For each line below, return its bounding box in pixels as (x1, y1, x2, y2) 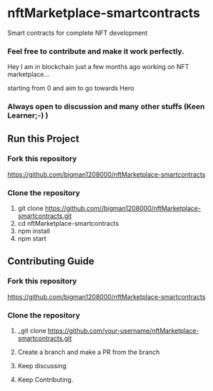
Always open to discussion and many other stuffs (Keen (7, 102, 205, 112)
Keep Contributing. (17, 375, 73, 384)
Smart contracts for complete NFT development (7, 28, 148, 37)
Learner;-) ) (7, 110, 48, 120)
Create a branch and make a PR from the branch (17, 348, 160, 357)
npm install (17, 226, 51, 236)
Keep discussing (17, 362, 67, 370)
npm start (17, 234, 46, 243)
